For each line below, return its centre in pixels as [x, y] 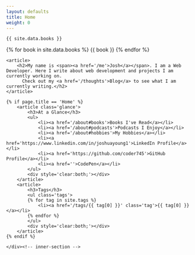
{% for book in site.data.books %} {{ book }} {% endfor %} [78, 50]
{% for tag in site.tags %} [62, 201]
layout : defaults [28, 12]
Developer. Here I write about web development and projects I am [90, 71]
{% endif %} [21, 237]
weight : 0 [18, 22]
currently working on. [34, 76]
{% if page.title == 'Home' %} [45, 102]
